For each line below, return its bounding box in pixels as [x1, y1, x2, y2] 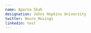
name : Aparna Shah [5, 7, 43, 12]
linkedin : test [5, 20, 36, 26]
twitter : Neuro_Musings [5, 16, 54, 21]
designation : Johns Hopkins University [5, 12, 87, 16]
